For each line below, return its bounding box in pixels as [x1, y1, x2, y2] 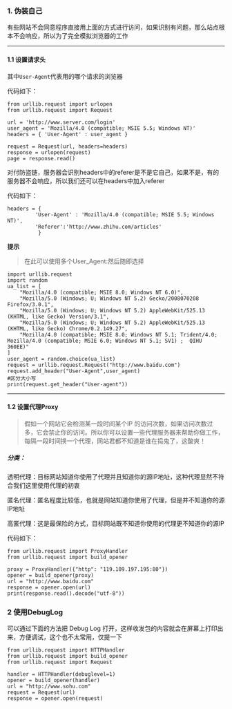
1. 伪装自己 [7, 6, 43, 15]
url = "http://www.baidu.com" [7, 578, 95, 585]
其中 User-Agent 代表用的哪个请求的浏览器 [7, 72, 123, 80]
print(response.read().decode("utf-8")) [7, 589, 126, 597]
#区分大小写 [7, 375, 37, 381]
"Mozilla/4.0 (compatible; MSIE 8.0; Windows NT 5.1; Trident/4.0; [19, 331, 217, 338]
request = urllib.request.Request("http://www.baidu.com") [7, 361, 181, 368]
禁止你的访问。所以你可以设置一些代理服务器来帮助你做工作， [48, 428, 224, 436]
